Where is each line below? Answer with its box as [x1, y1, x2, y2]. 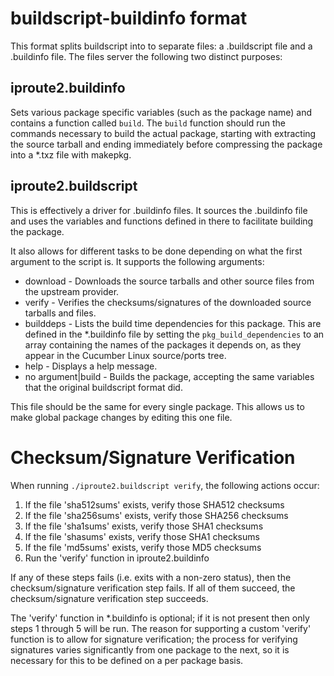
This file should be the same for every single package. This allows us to [10, 400, 305, 412]
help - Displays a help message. [24, 360, 158, 372]
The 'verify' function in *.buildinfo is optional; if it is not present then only [10, 612, 310, 624]
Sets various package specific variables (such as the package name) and [10, 106, 313, 118]
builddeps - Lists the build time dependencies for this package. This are [24, 317, 322, 329]
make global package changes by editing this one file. [10, 411, 233, 423]
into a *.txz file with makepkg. [10, 148, 132, 161]
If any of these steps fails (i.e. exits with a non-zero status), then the [10, 571, 292, 583]
